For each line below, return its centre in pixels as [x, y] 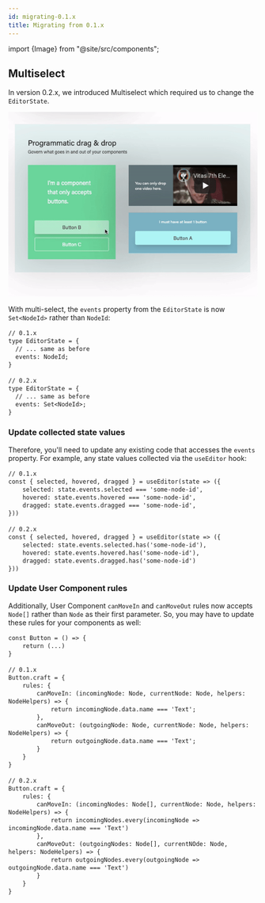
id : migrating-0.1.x [42, 17]
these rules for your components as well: [75, 623]
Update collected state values [67, 432]
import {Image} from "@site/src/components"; [84, 48]
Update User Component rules [68, 589]
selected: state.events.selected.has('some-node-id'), [115, 545]
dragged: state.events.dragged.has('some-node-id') [109, 561]
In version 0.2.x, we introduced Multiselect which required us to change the [131, 93]
